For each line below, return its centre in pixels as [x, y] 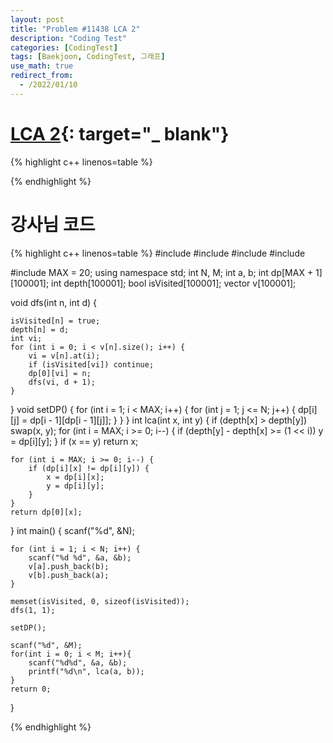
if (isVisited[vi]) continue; [91, 364]
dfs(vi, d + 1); [62, 382]
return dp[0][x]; [46, 512]
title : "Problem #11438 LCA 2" [75, 29]
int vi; [26, 338]
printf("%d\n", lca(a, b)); [86, 671]
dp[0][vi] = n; [60, 373]
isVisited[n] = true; [55, 321]
